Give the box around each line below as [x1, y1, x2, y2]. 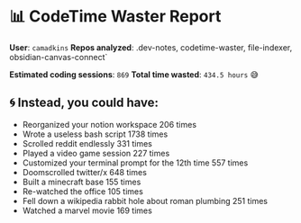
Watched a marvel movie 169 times [22, 205, 153, 216]
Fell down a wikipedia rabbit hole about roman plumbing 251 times [22, 195, 269, 206]
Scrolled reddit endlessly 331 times [22, 138, 153, 148]
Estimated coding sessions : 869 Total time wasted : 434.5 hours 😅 [9, 68, 260, 80]
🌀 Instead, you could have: [9, 95, 160, 111]
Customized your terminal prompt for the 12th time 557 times [22, 157, 249, 168]
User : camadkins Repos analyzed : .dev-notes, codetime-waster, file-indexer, [9, 41, 293, 53]
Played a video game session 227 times [22, 147, 170, 158]
